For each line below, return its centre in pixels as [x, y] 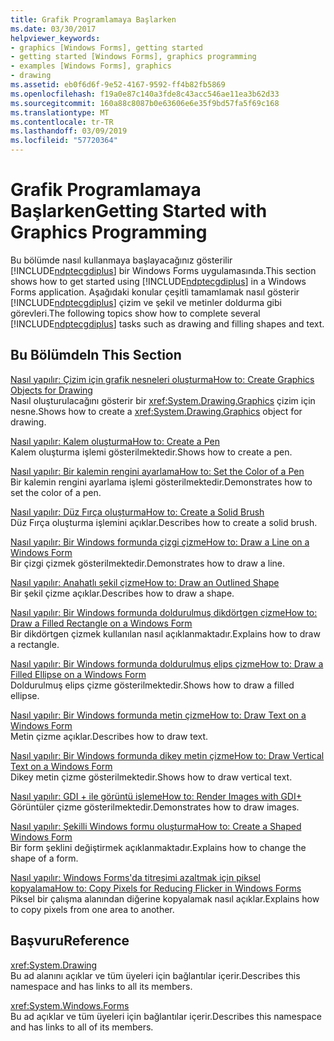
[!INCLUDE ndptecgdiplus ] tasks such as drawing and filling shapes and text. [167, 323]
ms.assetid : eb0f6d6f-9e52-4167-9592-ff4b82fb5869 [118, 85]
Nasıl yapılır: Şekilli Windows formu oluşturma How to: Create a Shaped [156, 826]
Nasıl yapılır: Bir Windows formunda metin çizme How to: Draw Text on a [158, 715]
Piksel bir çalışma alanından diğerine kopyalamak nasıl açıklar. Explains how [165, 898]
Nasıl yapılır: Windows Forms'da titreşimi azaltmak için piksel [135, 877]
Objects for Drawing [51, 390]
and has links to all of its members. [82, 1027]
